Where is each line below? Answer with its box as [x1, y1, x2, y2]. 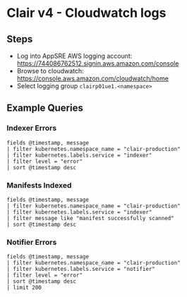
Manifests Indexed [6, 180, 72, 190]
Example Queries [6, 102, 84, 114]
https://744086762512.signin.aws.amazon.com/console [16, 59, 179, 68]
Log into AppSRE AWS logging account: [16, 51, 133, 60]
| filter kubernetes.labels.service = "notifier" [6, 266, 156, 273]
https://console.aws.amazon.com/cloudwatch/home [16, 74, 169, 83]
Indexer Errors [6, 123, 57, 133]
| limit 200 [6, 284, 42, 291]
